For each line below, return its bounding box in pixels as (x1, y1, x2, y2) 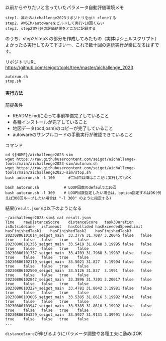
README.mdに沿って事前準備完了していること (12, 113, 109, 119)
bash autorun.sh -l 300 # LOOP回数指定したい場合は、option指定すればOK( (5, 190, 157, 195)
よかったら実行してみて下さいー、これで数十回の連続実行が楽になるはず (5, 42, 155, 48)
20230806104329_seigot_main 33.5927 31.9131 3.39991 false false (5, 312, 152, 317)
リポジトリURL (5, 59, 36, 64)
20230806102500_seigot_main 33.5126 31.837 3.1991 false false (5, 268, 152, 274)
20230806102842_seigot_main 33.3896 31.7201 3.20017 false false (5, 277, 152, 282)
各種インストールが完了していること (12, 119, 88, 125)
